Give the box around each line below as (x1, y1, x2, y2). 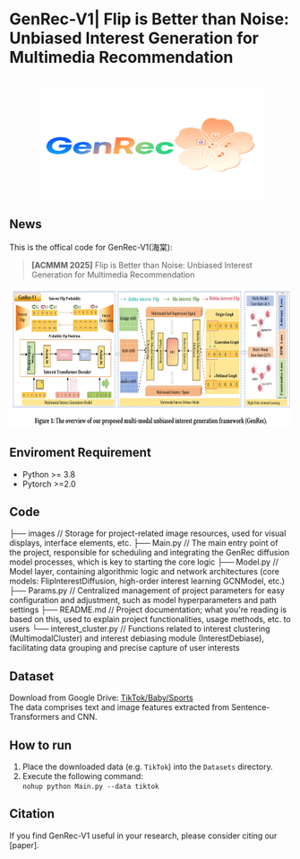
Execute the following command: (21, 771, 143, 781)
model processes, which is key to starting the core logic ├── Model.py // (9, 557, 279, 567)
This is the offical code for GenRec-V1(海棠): (9, 241, 173, 252)
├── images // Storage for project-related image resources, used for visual (9, 528, 287, 539)
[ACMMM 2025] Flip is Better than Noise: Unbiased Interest (30, 259, 253, 270)
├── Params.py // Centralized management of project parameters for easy (9, 585, 285, 596)
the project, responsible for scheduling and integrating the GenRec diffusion (9, 548, 290, 558)
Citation (9, 806, 56, 821)
